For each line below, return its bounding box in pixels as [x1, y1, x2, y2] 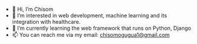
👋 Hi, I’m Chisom [11, 6, 53, 12]
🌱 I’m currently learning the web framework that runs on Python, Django [11, 24, 192, 32]
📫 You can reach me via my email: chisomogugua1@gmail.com [11, 32, 170, 38]
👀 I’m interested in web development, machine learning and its [11, 12, 167, 19]
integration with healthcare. [11, 18, 81, 25]
